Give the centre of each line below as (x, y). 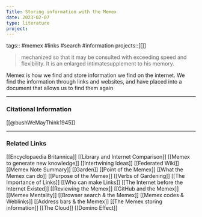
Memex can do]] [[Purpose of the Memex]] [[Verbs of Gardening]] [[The (96, 176)
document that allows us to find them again (60, 88)
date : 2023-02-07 (28, 17)
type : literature (28, 23)
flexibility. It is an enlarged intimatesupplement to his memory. (97, 64)
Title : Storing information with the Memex (62, 12)
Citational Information (39, 109)
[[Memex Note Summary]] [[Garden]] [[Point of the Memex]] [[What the (95, 170)
